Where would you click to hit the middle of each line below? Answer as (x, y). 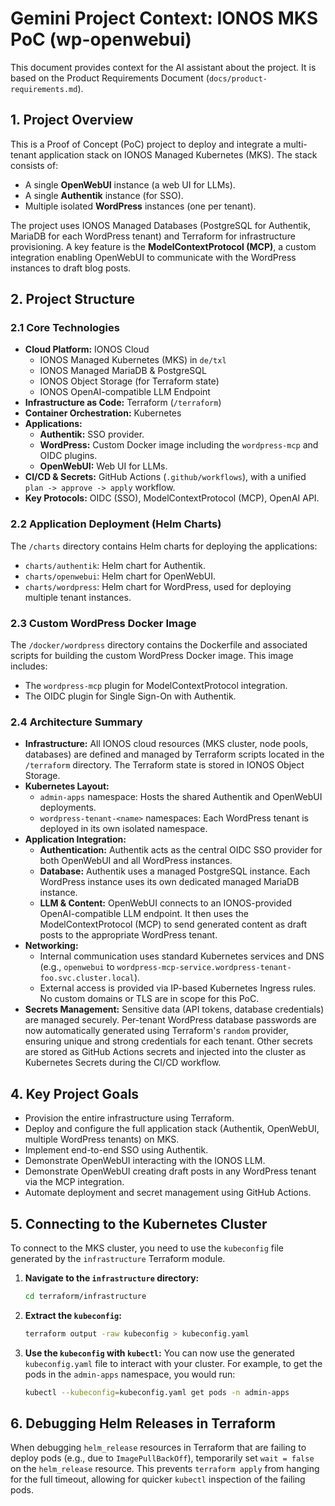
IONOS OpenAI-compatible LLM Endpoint (125, 392)
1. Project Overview (72, 120)
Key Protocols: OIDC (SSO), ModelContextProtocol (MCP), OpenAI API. (172, 498)
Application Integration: (75, 839)
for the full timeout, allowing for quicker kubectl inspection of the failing (158, 1479)
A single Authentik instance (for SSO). (104, 195)
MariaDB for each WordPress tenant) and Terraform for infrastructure (153, 236)
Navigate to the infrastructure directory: (112, 1278)
